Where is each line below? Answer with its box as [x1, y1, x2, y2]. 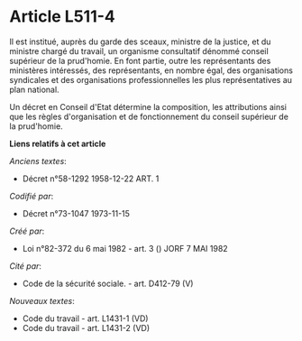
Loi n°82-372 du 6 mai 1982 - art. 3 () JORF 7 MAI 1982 [22, 243, 228, 253]
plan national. [9, 84, 60, 95]
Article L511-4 [9, 6, 115, 27]
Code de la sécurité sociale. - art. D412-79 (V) [22, 278, 194, 289]
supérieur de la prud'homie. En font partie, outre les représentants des [9, 55, 271, 66]
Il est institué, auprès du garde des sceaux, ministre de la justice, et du [9, 36, 271, 47]
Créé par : [9, 226, 45, 236]
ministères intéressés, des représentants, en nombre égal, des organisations [9, 65, 293, 76]
